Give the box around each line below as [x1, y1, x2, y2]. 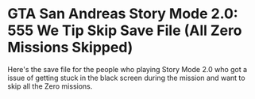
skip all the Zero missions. [7, 81, 93, 91]
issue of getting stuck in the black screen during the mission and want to [7, 73, 245, 82]
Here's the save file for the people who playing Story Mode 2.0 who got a [7, 64, 248, 74]
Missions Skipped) [7, 39, 133, 56]
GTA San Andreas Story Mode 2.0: [7, 5, 239, 23]
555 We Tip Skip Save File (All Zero [7, 21, 242, 40]
